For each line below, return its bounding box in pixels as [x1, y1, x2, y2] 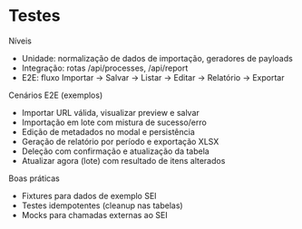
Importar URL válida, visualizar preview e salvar [21, 107, 200, 118]
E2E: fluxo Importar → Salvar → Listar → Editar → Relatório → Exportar [21, 72, 285, 82]
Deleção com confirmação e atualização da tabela [21, 146, 209, 157]
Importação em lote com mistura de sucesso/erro [21, 117, 208, 128]
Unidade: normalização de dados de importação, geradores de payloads [21, 52, 294, 63]
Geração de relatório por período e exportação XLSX [21, 136, 219, 147]
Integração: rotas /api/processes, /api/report [21, 62, 189, 73]
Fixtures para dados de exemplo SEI [21, 190, 157, 201]
